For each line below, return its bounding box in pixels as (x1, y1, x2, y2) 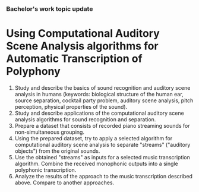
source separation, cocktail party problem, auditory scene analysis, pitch (14, 97, 194, 104)
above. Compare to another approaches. (14, 179, 115, 186)
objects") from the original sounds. (14, 147, 100, 155)
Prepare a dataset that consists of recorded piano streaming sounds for (14, 122, 190, 129)
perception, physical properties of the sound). (14, 103, 128, 110)
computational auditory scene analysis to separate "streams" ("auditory (14, 141, 191, 148)
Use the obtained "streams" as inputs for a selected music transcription (14, 153, 190, 160)
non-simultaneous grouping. (14, 128, 85, 136)
